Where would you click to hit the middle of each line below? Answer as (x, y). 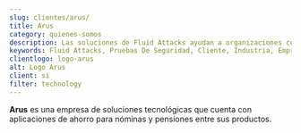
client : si (30, 76)
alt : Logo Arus (38, 68)
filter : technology (46, 84)
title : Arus (31, 26)
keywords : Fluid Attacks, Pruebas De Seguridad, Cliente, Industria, (142, 51)
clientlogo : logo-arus (52, 59)
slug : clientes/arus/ (50, 17)
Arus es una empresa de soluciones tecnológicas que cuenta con (131, 109)
